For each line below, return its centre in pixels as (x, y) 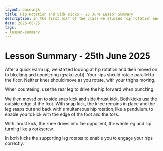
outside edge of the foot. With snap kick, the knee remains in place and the (80, 104)
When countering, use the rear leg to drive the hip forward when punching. (80, 89)
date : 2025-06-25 (23, 23)
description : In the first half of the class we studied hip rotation (78, 18)
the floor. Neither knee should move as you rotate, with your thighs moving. (80, 80)
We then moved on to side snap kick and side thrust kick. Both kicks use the (81, 99)
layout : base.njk (23, 9)
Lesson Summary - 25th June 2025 (78, 56)
